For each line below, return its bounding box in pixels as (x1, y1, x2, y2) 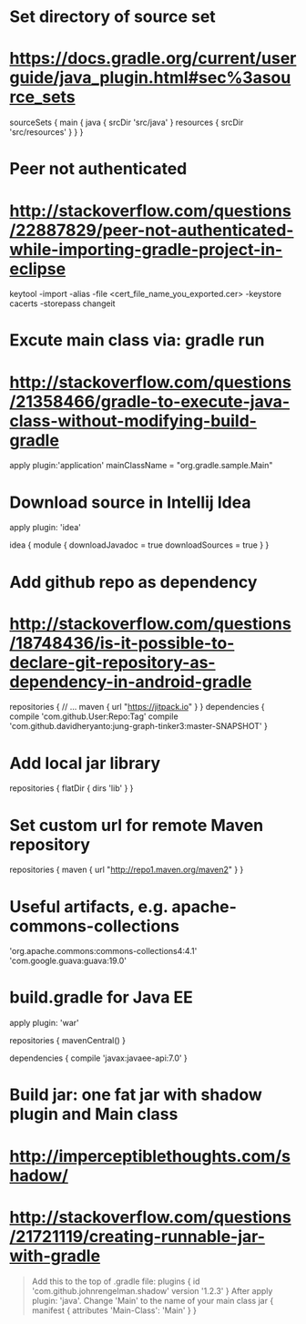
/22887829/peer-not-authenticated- (9, 220, 294, 241)
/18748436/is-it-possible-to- (9, 632, 235, 653)
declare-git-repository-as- (9, 652, 216, 672)
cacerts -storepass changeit (9, 298, 116, 309)
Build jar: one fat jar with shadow (9, 1084, 262, 1105)
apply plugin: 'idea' (9, 522, 82, 533)
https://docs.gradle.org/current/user (9, 48, 297, 69)
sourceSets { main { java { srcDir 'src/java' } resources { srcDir (9, 117, 244, 128)
